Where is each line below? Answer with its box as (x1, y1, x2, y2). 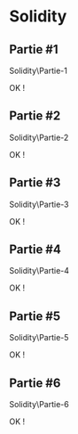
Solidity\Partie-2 (9, 132, 69, 143)
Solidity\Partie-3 (9, 199, 69, 209)
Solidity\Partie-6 (9, 399, 69, 410)
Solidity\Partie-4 (9, 266, 69, 276)
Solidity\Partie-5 (9, 332, 69, 343)
